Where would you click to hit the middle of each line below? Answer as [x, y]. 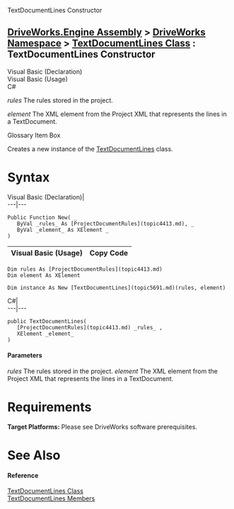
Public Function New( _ [42, 217]
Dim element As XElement [44, 275]
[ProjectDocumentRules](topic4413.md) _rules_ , [89, 327]
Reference [23, 475]
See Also [34, 456]
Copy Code [109, 252]
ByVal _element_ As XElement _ [63, 230]
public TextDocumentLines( [47, 321]
